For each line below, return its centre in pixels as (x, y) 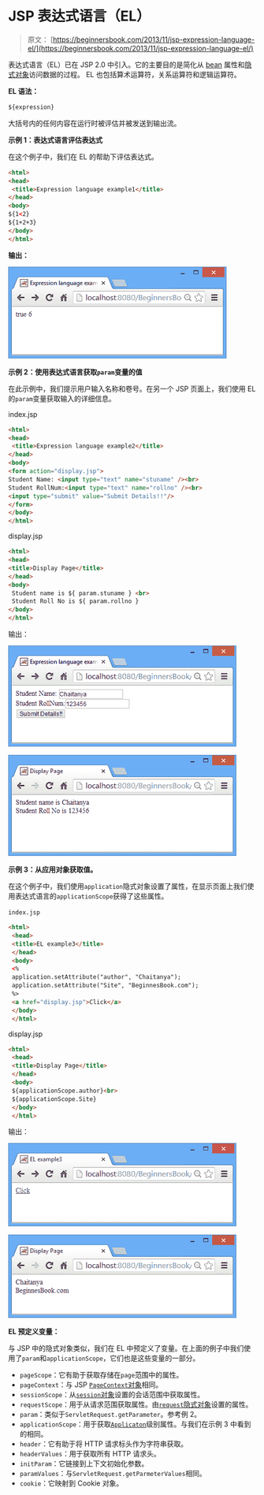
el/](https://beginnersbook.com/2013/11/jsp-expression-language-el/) (140, 48)
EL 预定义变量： (34, 1332)
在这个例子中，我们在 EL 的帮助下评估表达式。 (84, 156)
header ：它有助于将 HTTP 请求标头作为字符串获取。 (104, 1444)
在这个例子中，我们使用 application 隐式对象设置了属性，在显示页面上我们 (128, 887)
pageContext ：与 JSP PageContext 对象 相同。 (91, 1385)
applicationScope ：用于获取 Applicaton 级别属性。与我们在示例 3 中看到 (135, 1424)
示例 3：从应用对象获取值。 (53, 870)
